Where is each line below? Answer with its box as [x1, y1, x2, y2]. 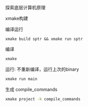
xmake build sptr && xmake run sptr [5, 36, 83, 41]
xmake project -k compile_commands [5, 96, 81, 101]
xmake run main [5, 76, 38, 81]
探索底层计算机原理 [5, 5, 46, 10]
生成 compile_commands [5, 86, 57, 92]
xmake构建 [5, 15, 28, 22]
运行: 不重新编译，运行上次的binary [5, 66, 79, 72]
